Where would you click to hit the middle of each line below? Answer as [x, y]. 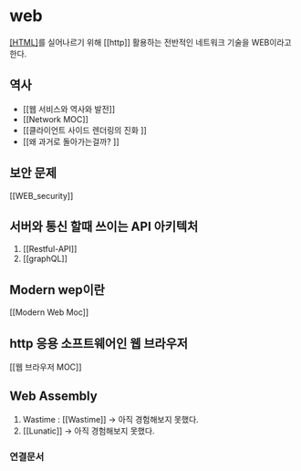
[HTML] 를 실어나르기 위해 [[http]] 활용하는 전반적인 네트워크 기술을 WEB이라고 [150, 42]
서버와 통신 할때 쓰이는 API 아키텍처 [104, 226]
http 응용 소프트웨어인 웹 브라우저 [99, 343]
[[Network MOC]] [56, 119]
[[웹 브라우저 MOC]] [46, 367]
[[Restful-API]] [50, 249]
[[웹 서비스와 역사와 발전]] [69, 109]
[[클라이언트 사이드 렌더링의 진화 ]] [85, 130]
